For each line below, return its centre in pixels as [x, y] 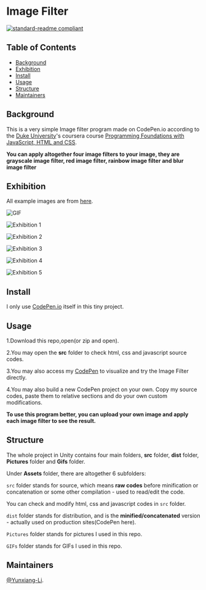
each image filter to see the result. [51, 421]
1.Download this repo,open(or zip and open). [63, 341]
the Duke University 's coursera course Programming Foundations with [95, 136]
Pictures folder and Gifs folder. [46, 461]
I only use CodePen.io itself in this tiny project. [65, 307]
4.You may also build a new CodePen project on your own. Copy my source [102, 389]
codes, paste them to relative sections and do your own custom [87, 396]
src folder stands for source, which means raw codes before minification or [102, 485]
